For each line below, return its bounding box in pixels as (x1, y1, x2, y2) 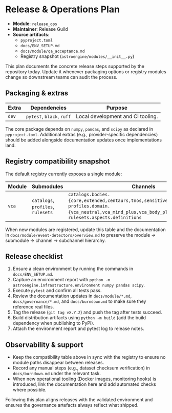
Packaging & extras (5, 89, 69, 98)
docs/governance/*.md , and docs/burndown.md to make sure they (12, 298, 146, 304)
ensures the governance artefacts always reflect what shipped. (5, 402, 139, 408)
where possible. (12, 387, 47, 393)
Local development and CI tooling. (76, 113, 158, 120)
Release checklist (5, 252, 63, 261)
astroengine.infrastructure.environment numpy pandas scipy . (12, 282, 145, 288)
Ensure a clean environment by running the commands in (12, 265, 134, 272)
